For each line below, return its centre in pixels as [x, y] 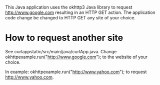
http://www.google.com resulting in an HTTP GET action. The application [80, 12]
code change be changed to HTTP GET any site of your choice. [70, 18]
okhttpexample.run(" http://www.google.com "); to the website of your [76, 57]
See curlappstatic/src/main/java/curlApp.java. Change [61, 51]
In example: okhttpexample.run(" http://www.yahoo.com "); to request [76, 72]
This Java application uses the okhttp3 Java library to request [69, 7]
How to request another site [64, 38]
